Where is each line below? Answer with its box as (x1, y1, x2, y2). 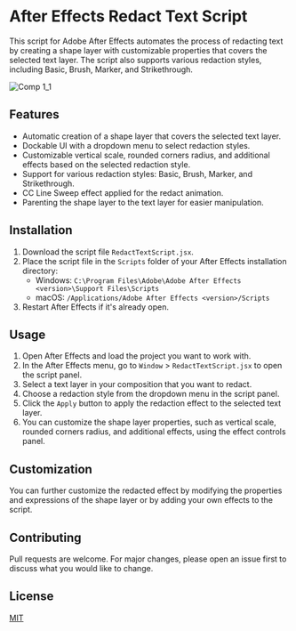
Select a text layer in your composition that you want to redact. (21, 379, 252, 390)
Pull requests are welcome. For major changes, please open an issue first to (9, 554, 287, 564)
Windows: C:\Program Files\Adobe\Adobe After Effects (35, 274, 242, 286)
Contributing (9, 530, 82, 545)
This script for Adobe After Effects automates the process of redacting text (9, 36, 284, 46)
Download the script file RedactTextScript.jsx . (21, 247, 194, 257)
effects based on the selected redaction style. (21, 158, 191, 170)
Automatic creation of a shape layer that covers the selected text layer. (21, 131, 282, 142)
